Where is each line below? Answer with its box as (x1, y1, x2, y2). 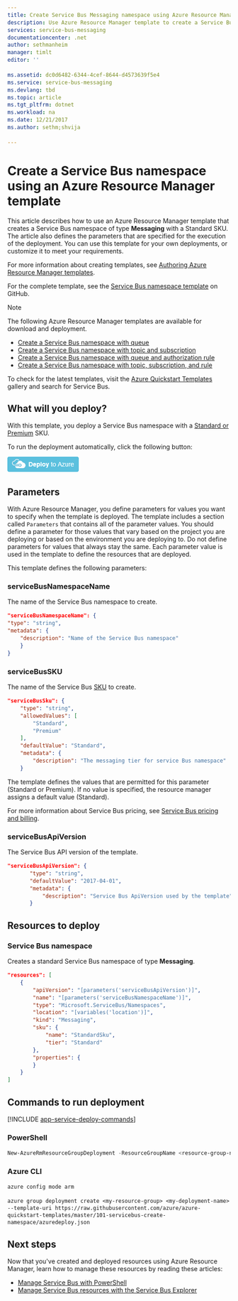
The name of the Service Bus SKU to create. (7, 682, 137, 692)
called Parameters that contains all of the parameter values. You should (7, 520, 214, 528)
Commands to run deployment (7, 1096, 145, 1108)
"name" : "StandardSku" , (45, 1032, 115, 1039)
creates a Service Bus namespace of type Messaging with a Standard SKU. (7, 224, 229, 232)
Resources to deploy (7, 920, 101, 932)
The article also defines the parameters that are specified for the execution (7, 232, 227, 240)
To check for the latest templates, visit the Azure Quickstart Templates (7, 374, 212, 383)
